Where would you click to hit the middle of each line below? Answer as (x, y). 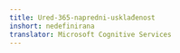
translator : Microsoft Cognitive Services (90, 34)
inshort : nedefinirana (52, 26)
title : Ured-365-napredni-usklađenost (82, 18)
